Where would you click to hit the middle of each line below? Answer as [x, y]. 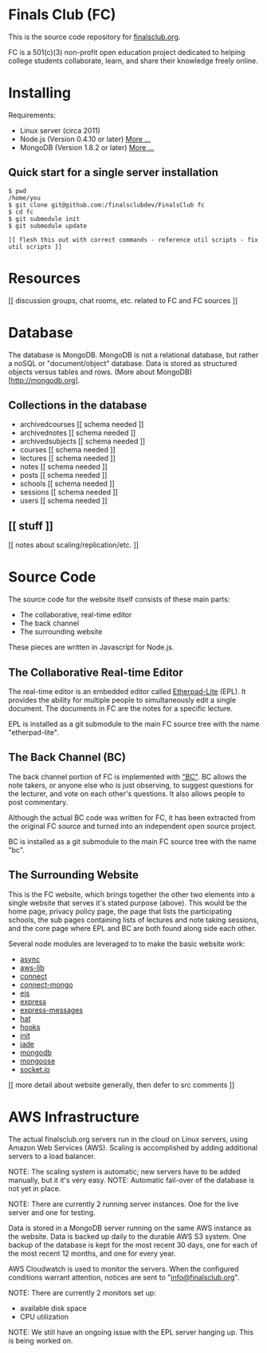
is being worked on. [41, 1340]
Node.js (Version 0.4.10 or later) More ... [85, 139]
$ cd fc [21, 212]
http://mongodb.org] [44, 380]
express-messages [51, 1010]
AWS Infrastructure [74, 1116]
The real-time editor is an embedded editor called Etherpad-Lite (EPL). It [127, 691]
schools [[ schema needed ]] [67, 483]
